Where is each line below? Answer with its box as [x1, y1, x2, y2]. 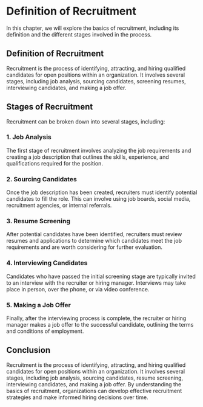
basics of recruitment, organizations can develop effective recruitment [6, 387, 182, 394]
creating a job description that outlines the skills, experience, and [6, 153, 170, 161]
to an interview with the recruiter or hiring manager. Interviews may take [6, 279, 186, 287]
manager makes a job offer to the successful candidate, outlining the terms [6, 321, 194, 329]
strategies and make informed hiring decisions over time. [6, 394, 148, 401]
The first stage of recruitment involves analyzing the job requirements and [6, 147, 191, 154]
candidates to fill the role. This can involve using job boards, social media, [6, 195, 191, 203]
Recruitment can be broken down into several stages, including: [6, 117, 165, 125]
